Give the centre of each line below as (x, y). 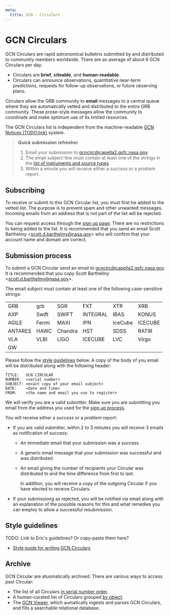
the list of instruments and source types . (68, 163)
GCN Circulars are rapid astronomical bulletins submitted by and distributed (84, 54)
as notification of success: (40, 433)
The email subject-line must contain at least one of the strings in (93, 158)
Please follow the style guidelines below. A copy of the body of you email (82, 360)
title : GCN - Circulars (35, 15)
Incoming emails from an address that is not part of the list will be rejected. (84, 214)
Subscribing (25, 190)
